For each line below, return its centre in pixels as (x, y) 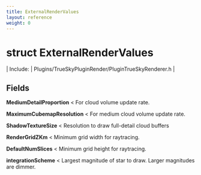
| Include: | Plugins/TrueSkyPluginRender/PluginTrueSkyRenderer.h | (91, 69)
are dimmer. (21, 167)
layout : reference (29, 17)
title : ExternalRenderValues (43, 12)
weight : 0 (19, 23)
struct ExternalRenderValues (80, 52)
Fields (18, 88)
